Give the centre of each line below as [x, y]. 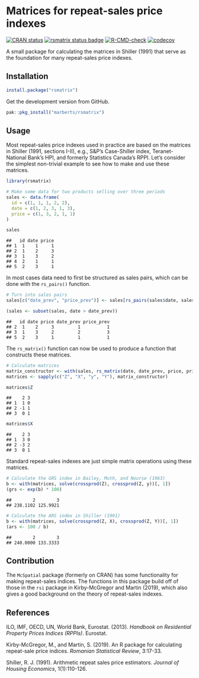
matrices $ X [20, 424]
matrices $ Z [20, 387]
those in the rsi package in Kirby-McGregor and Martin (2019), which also [97, 588]
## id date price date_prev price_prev [58, 322]
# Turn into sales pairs [37, 295]
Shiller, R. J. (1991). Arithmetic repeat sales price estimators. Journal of [93, 663]
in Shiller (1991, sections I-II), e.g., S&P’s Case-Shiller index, [78, 151]
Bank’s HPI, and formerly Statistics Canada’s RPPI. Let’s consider [106, 158]
